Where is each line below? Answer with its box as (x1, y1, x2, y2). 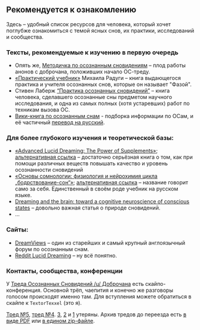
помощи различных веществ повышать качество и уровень (14, 160, 168, 167)
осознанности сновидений (14, 166, 84, 174)
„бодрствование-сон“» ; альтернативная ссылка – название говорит (14, 179, 189, 186)
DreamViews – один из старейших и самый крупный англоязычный (14, 239, 186, 246)
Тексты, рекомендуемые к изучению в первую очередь (6, 48, 179, 56)
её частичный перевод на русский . (14, 119, 105, 126)
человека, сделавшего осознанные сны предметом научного (14, 94, 173, 101)
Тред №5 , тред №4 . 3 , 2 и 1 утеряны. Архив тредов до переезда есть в (6, 311, 187, 318)
